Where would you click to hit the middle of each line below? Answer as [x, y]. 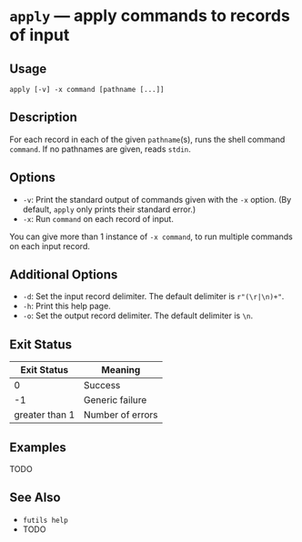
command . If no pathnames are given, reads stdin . [100, 149]
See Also [35, 498]
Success [102, 386]
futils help [45, 520]
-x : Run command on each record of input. [98, 218]
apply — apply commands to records [150, 16]
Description [43, 118]
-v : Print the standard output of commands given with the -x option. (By [157, 199]
